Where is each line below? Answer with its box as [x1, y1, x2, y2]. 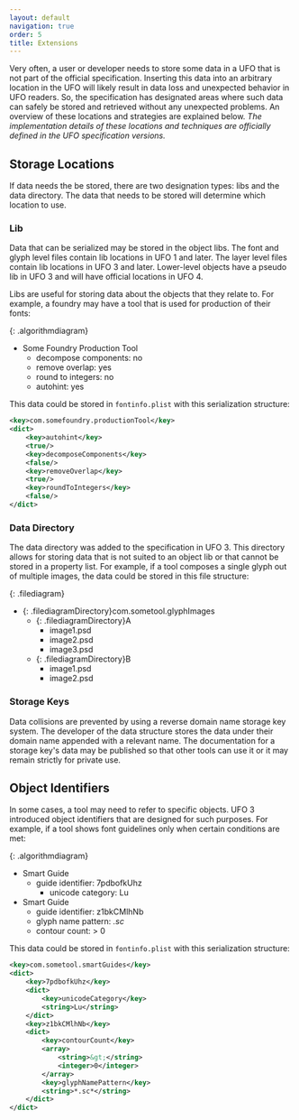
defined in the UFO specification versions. [9, 130, 166, 141]
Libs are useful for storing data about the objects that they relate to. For [9, 289, 275, 300]
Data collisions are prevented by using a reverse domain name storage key [9, 716, 286, 727]
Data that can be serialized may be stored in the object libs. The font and [9, 243, 279, 254]
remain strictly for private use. [9, 754, 122, 765]
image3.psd [49, 644, 94, 655]
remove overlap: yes [35, 362, 113, 373]
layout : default [9, 13, 70, 23]
